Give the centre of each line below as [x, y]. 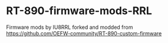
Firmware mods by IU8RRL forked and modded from [70, 27]
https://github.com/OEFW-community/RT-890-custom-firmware [84, 33]
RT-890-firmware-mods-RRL [79, 11]
